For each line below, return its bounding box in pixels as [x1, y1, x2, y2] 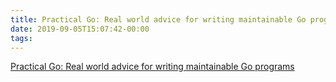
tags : [10, 33, 33, 43]
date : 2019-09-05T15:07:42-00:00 [10, 24, 150, 34]
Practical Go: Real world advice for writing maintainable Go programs [10, 61, 295, 73]
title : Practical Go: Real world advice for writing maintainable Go [10, 14, 307, 25]
